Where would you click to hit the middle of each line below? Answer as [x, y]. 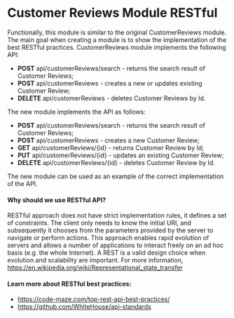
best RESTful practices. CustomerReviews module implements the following [117, 47]
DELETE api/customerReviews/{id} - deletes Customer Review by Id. [116, 162]
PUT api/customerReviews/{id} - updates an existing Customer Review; [121, 155]
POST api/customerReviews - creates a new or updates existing [110, 83]
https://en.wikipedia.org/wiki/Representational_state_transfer [95, 267]
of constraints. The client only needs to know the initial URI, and [99, 223]
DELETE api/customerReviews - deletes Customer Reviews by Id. [111, 98]
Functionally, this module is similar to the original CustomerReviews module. [117, 32]
